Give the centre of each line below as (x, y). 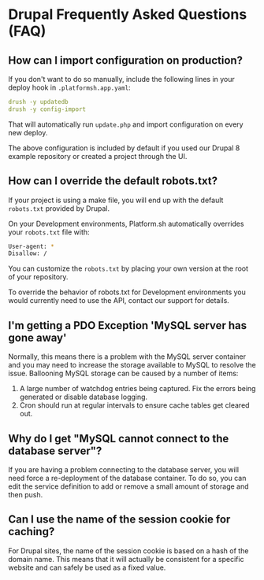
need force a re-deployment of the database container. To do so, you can (127, 478)
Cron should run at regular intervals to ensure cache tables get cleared (134, 405)
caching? (32, 532)
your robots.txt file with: (49, 232)
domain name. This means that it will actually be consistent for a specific (126, 559)
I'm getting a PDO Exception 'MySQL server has (127, 325)
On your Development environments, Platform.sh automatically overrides (126, 224)
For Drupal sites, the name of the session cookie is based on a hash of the (128, 550)
